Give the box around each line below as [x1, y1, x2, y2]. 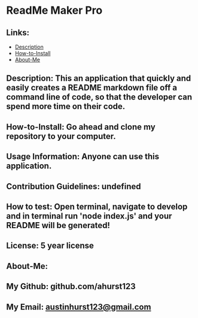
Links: [6, 28, 30, 38]
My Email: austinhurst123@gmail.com [6, 302, 151, 312]
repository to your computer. [6, 131, 117, 141]
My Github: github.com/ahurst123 [6, 281, 136, 292]
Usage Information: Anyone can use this [6, 152, 160, 162]
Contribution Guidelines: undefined [6, 181, 142, 192]
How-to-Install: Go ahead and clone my [6, 122, 156, 132]
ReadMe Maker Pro [6, 4, 103, 17]
